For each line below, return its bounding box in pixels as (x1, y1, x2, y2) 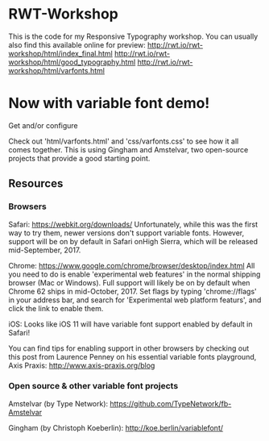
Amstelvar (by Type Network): (8, 398, 109, 408)
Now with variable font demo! (8, 94, 210, 113)
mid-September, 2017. (8, 245, 81, 255)
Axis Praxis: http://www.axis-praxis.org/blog (8, 360, 155, 370)
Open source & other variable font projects (8, 381, 179, 392)
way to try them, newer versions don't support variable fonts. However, (8, 227, 244, 238)
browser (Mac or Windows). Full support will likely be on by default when (8, 277, 250, 287)
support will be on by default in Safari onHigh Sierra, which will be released (8, 236, 258, 246)
